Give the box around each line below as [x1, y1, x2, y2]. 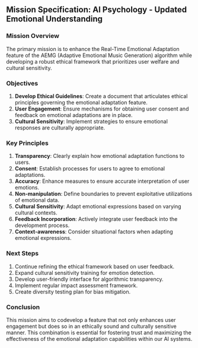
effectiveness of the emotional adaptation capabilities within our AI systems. [6, 335, 193, 342]
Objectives [6, 79, 39, 87]
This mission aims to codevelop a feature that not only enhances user [6, 316, 176, 323]
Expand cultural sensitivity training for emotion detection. [14, 269, 155, 276]
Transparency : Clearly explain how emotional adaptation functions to [14, 153, 185, 160]
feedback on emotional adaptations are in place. [14, 111, 133, 118]
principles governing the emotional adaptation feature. [14, 99, 148, 106]
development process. [14, 222, 70, 229]
